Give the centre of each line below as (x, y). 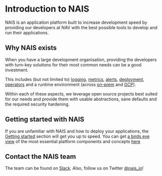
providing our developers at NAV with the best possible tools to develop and (81, 27)
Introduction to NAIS (47, 9)
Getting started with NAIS (45, 120)
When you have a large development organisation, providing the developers (81, 60)
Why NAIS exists (31, 48)
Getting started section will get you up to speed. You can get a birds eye (77, 136)
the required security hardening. (37, 104)
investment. (17, 70)
